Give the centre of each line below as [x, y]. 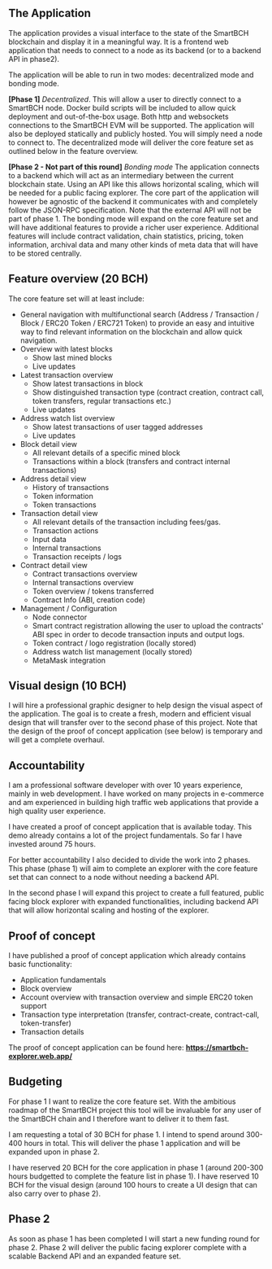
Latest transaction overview [67, 374]
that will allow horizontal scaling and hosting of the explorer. [109, 910]
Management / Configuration [69, 608]
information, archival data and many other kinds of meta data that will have [133, 244]
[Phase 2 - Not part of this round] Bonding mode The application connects [134, 167]
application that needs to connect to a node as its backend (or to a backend [135, 50]
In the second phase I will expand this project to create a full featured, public [136, 893]
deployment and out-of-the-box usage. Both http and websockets [119, 116]
